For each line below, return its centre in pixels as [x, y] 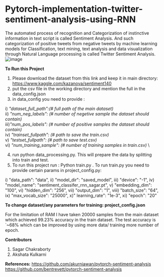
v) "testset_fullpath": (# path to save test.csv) [51, 140]
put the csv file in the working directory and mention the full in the [79, 88]
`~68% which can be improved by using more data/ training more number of [82, 225]
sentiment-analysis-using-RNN [70, 19]
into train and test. [30, 160]
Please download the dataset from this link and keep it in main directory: [85, 78]
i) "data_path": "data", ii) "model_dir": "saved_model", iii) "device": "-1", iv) [80, 180]
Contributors [19, 240]
